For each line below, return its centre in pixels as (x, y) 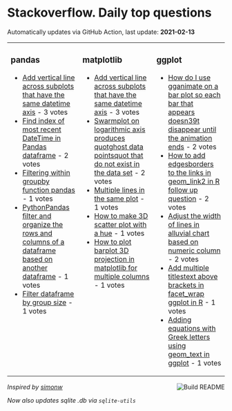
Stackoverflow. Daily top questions (109, 13)
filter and (37, 216)
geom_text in (189, 354)
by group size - (48, 302)
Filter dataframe (48, 293)
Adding (180, 320)
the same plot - (119, 199)
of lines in (184, 224)
